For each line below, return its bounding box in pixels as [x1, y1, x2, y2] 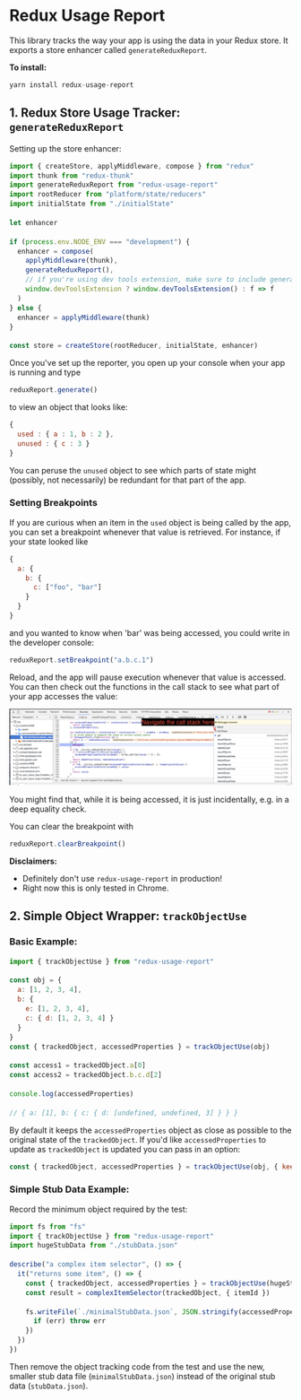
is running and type [9, 367, 82, 378]
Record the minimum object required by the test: [9, 1204, 188, 1214]
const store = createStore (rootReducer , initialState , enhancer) [9, 342, 258, 351]
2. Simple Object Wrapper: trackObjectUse [9, 909, 247, 924]
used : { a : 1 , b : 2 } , [17, 430, 115, 439]
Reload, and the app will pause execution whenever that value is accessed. [9, 672, 287, 683]
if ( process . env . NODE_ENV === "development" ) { [9, 237, 191, 247]
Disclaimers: [9, 856, 58, 866]
